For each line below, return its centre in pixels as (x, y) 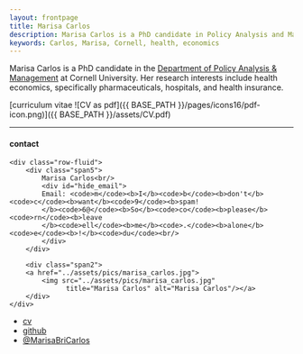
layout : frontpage (44, 18)
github (34, 331)
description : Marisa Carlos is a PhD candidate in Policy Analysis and (147, 34)
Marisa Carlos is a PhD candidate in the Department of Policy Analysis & (143, 68)
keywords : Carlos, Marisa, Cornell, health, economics (115, 43)
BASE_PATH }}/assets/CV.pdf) (115, 114)
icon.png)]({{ (33, 114)
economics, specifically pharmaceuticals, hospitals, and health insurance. (147, 87)
